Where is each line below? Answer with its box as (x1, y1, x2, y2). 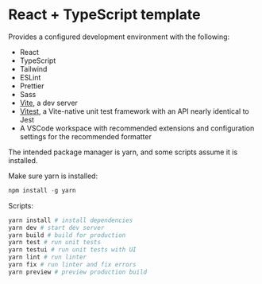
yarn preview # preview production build (8, 268, 148, 276)
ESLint (19, 72, 41, 82)
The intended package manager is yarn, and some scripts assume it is (8, 147, 238, 157)
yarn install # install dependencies (8, 216, 133, 224)
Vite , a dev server (19, 98, 78, 107)
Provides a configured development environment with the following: (8, 32, 230, 41)
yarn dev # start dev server (8, 224, 105, 231)
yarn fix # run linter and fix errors (8, 261, 137, 269)
